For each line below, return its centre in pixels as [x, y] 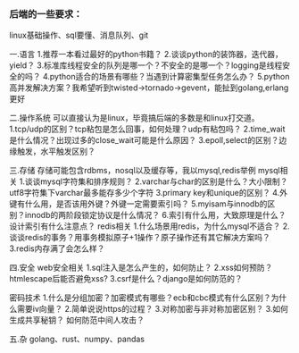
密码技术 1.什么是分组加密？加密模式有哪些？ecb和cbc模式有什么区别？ [140, 298]
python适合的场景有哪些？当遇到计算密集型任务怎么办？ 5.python [170, 77]
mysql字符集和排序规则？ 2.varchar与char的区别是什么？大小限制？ [164, 181]
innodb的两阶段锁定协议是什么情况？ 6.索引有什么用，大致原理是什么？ [155, 215]
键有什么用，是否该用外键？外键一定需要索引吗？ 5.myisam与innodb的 [138, 204]
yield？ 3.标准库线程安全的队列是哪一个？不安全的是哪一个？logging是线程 [146, 65]
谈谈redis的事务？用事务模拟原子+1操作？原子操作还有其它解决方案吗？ [140, 238]
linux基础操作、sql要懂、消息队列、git [79, 35]
